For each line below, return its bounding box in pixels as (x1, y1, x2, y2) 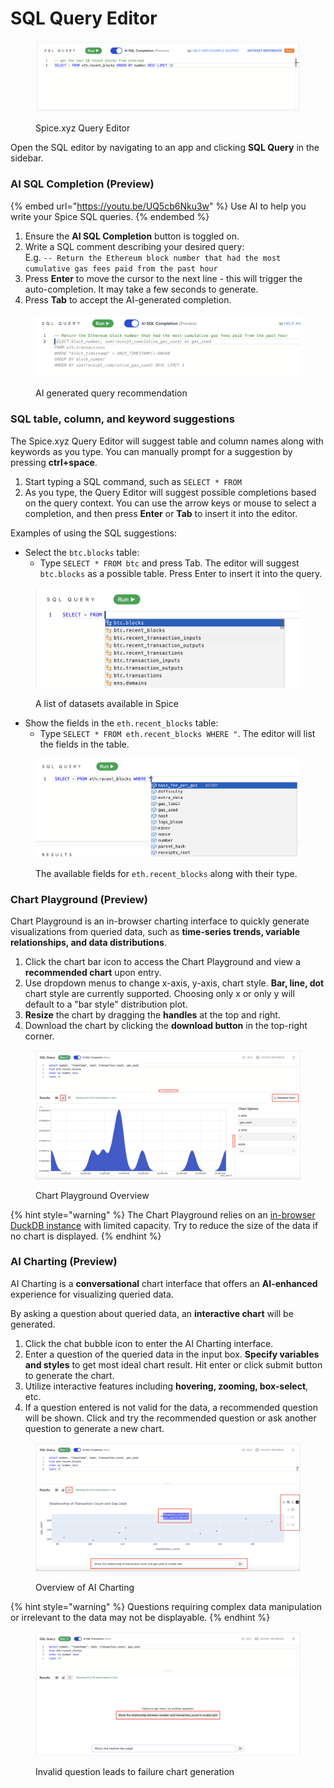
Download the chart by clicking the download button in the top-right (24, 1020, 308, 1032)
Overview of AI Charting (35, 1582, 135, 1594)
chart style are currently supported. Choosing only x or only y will (24, 988, 295, 1000)
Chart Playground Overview (35, 1189, 150, 1201)
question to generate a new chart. (24, 1422, 165, 1434)
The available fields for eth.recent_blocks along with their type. (35, 868, 298, 880)
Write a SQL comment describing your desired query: (24, 240, 245, 252)
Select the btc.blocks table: (24, 546, 140, 558)
